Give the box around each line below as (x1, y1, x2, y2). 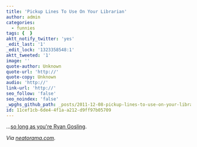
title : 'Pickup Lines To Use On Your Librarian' (6, 8, 127, 15)
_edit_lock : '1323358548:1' (6, 47, 75, 53)
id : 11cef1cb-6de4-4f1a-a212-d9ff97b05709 (6, 107, 111, 113)
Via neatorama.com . (6, 135, 56, 142)
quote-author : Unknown (6, 63, 62, 69)
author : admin (6, 14, 41, 20)
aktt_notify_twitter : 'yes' (6, 36, 75, 42)
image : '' (6, 58, 30, 64)
